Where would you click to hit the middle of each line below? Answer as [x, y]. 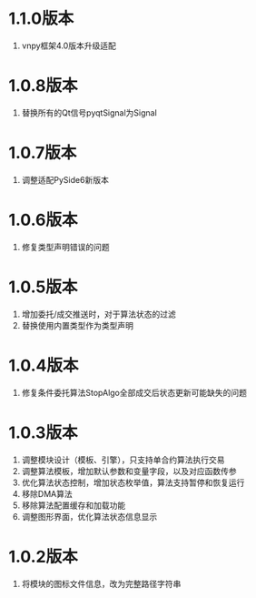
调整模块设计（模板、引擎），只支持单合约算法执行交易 [123, 460]
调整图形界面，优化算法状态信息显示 [89, 516]
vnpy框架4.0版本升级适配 [69, 46]
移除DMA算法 [47, 493]
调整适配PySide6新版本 [65, 179]
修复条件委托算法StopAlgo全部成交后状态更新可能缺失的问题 [134, 392]
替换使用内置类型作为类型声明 [77, 325]
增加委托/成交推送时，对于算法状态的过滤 [98, 314]
